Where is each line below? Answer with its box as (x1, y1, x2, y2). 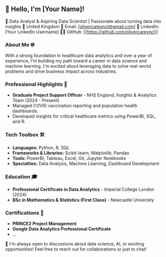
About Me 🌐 (5, 41, 35, 48)
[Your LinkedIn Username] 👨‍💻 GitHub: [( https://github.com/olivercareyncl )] (5, 28, 158, 35)
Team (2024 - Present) (12, 98, 60, 104)
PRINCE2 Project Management (12, 221, 77, 227)
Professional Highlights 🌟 (5, 81, 68, 88)
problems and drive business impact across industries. (5, 68, 117, 75)
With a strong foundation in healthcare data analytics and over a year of (5, 53, 153, 59)
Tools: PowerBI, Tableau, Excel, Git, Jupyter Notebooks (12, 155, 126, 161)
